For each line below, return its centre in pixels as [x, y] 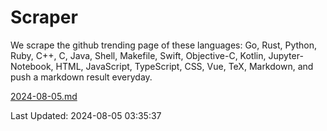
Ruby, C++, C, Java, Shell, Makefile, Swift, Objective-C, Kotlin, [138, 55]
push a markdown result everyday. [81, 77]
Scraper [44, 17]
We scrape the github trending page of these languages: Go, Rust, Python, [164, 45]
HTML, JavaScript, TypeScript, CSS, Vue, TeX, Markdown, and [184, 66]
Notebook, [32, 66]
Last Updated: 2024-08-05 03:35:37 [86, 115]
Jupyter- [286, 55]
